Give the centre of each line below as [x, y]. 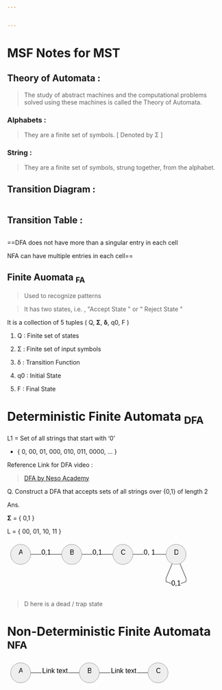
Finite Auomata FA [46, 278]
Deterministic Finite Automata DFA [106, 418]
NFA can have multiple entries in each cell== [70, 255]
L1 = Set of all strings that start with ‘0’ [61, 438]
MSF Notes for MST [64, 53]
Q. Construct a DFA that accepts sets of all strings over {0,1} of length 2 [108, 491]
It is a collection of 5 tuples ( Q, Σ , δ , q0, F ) [68, 322]
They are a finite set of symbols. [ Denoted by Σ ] [93, 135]
